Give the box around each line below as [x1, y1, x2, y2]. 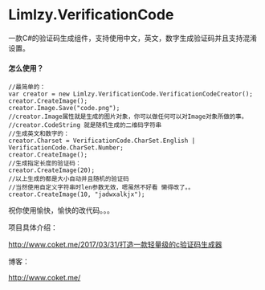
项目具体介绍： [8, 223, 58, 232]
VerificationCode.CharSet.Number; [8, 144, 124, 152]
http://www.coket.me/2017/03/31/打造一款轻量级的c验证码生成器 [8, 239, 222, 250]
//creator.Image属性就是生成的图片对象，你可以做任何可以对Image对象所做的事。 [8, 112, 248, 121]
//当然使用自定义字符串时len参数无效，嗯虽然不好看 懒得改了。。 [8, 183, 194, 192]
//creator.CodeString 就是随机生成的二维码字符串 [8, 121, 162, 129]
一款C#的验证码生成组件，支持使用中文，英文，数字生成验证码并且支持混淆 [8, 33, 258, 43]
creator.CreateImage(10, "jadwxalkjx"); [8, 190, 146, 198]
